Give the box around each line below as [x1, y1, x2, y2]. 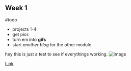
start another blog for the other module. [12, 41, 93, 48]
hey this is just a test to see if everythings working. [5, 51, 108, 57]
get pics [12, 31, 29, 37]
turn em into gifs [12, 36, 46, 42]
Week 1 [5, 4, 27, 12]
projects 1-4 [12, 26, 37, 32]
